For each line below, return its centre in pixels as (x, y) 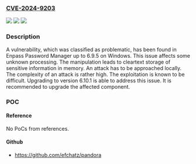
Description (23, 37)
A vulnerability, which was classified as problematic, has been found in (92, 49)
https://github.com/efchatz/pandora (58, 155)
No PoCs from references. (37, 128)
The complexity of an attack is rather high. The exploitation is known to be (96, 74)
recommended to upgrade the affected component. (68, 86)
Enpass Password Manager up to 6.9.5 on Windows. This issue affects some (98, 55)
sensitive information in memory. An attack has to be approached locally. (94, 68)
